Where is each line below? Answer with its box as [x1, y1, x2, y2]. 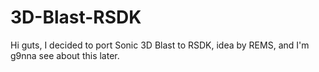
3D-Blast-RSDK [10, 6, 142, 29]
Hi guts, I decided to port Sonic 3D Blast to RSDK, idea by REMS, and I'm [10, 39, 310, 51]
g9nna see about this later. [10, 49, 120, 61]
